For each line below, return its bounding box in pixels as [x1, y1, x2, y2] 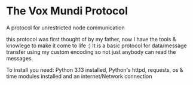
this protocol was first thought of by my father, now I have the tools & [6, 35, 176, 42]
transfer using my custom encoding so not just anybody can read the [6, 48, 176, 55]
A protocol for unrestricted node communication [6, 24, 125, 31]
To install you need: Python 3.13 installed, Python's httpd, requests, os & [6, 66, 183, 73]
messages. [6, 54, 33, 62]
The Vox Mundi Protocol [6, 4, 128, 18]
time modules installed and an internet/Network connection [6, 72, 152, 80]
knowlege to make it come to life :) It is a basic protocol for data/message [6, 42, 187, 49]
